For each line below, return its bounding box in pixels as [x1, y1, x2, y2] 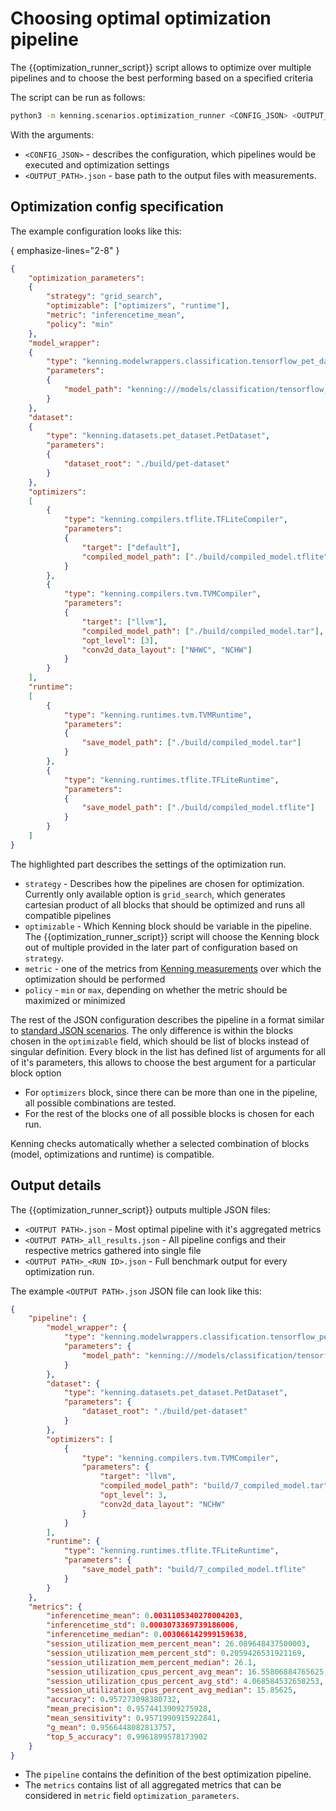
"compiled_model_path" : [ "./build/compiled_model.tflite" [81, 552, 329, 562]
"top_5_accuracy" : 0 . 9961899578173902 [46, 1732, 208, 1742]
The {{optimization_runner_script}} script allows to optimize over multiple [10, 61, 312, 73]
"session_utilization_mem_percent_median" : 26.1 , [46, 1657, 257, 1667]
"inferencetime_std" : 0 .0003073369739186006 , [46, 1620, 240, 1631]
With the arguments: [10, 128, 95, 141]
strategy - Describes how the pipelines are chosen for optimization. [24, 877, 305, 889]
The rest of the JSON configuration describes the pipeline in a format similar [10, 1013, 325, 1026]
